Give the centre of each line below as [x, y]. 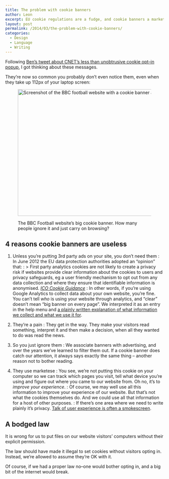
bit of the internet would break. [37, 472]
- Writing [20, 47]
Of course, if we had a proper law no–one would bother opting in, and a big [83, 466]
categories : [18, 33]
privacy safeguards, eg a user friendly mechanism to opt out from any [85, 278]
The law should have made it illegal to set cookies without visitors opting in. [83, 451]
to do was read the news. [39, 336]
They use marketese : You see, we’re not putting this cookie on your [83, 371]
